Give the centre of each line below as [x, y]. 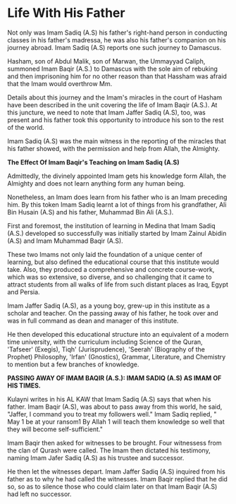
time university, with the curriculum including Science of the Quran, [105, 342]
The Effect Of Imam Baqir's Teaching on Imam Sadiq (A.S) [93, 162]
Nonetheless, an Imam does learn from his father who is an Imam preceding [117, 197]
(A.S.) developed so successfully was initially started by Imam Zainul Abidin [117, 233]
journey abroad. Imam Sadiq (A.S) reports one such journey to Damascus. [114, 47]
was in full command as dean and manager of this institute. [93, 320]
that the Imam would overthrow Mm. [60, 83]
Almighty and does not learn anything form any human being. [96, 183]
